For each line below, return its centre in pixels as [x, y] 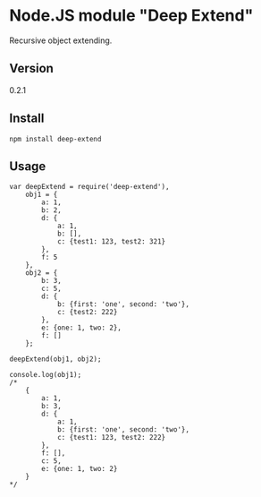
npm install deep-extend [55, 139]
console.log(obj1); [46, 375]
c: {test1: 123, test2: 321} [111, 242]
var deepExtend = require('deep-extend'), [89, 187]
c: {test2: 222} [87, 313]
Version [31, 69]
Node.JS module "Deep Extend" [131, 16]
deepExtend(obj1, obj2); [55, 359]
